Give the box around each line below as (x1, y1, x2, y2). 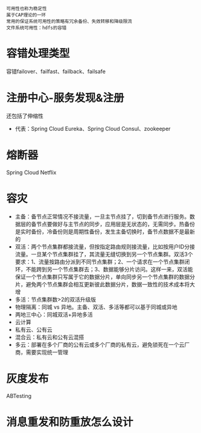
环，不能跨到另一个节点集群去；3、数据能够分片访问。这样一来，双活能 (14, 265, 193, 273)
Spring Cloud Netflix (6, 168, 57, 176)
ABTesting (6, 392, 32, 399)
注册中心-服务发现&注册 (6, 91, 124, 105)
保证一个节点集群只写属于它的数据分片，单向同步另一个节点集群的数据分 (14, 273, 195, 280)
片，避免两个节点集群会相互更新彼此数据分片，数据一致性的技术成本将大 (14, 280, 195, 288)
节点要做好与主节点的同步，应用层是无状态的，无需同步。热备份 (36, 220, 195, 227)
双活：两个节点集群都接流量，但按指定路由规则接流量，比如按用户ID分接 (14, 243, 195, 250)
